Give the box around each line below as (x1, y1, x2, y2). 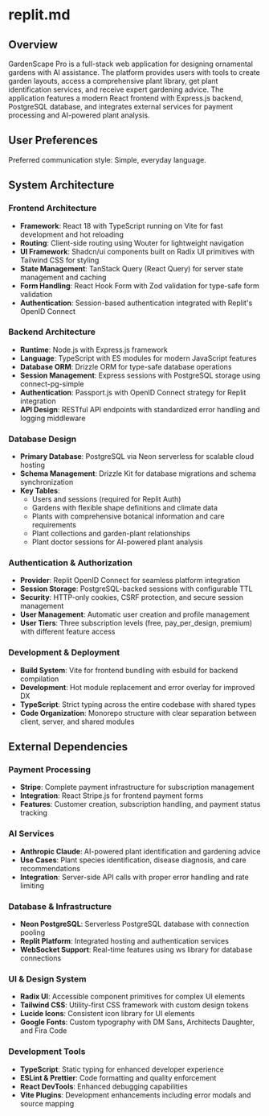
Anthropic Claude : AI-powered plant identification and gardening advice (19, 846, 261, 856)
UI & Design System (8, 973, 87, 984)
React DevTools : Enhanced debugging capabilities (19, 1081, 188, 1091)
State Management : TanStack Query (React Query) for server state (19, 263, 243, 273)
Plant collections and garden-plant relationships (31, 529, 191, 539)
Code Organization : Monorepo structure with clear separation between (19, 708, 257, 717)
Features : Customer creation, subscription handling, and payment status (19, 800, 261, 809)
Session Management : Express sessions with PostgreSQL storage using (19, 370, 261, 380)
